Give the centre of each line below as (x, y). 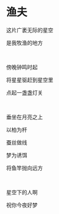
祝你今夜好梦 (22, 205)
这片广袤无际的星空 (30, 30)
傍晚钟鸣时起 (22, 67)
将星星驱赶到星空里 (30, 80)
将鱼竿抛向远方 (24, 168)
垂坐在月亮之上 (24, 117)
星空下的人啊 (22, 192)
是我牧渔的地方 (24, 43)
